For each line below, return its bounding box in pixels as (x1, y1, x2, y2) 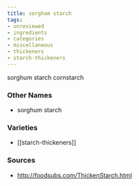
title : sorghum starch (7, 10, 72, 17)
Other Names (7, 90, 53, 100)
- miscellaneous (7, 42, 53, 49)
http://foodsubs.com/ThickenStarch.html (16, 171, 132, 179)
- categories (7, 36, 45, 42)
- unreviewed (7, 23, 45, 29)
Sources (7, 155, 36, 165)
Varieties (7, 122, 38, 132)
